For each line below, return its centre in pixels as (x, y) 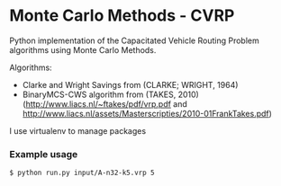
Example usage (44, 154)
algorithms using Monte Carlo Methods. (83, 49)
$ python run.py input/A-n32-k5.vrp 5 (82, 173)
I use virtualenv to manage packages (78, 130)
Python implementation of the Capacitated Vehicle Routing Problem (134, 40)
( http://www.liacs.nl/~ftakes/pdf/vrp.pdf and (104, 103)
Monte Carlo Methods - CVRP (122, 16)
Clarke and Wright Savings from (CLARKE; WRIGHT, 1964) (130, 84)
